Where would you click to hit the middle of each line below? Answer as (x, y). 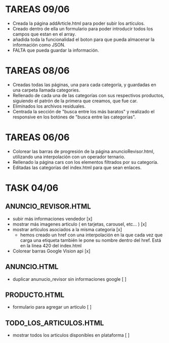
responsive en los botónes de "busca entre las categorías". (74, 117)
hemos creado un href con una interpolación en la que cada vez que (91, 235)
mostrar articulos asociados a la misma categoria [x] (67, 229)
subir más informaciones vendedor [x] (52, 219)
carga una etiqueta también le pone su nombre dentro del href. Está (91, 240)
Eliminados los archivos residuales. (49, 106)
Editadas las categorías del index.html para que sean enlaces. (77, 167)
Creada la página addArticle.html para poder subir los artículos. (79, 23)
